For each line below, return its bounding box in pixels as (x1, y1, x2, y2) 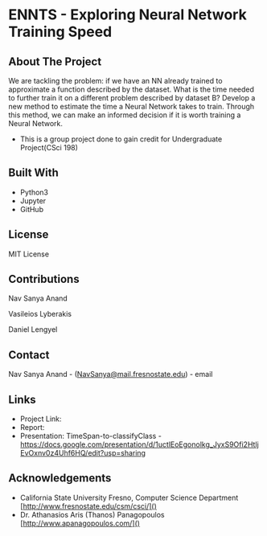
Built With (8, 166, 59, 180)
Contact (8, 348, 50, 362)
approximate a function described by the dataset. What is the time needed (8, 84, 255, 94)
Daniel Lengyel (8, 325, 58, 334)
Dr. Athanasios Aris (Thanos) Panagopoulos (19, 509, 165, 519)
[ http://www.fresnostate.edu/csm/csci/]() (19, 501, 157, 511)
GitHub (19, 204, 44, 214)
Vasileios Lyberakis (8, 309, 72, 319)
